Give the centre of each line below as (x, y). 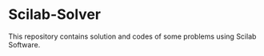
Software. (24, 44)
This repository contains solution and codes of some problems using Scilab (132, 36)
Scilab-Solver (55, 15)
